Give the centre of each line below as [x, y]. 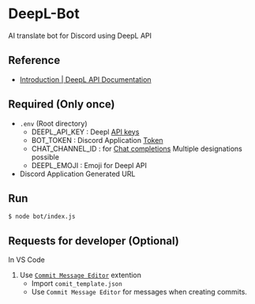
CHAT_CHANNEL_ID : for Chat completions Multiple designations [137, 148]
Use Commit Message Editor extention [81, 275]
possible [45, 157]
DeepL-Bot [44, 14]
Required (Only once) [62, 105]
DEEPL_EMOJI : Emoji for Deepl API [89, 165]
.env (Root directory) [54, 123]
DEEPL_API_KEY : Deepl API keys [85, 132]
